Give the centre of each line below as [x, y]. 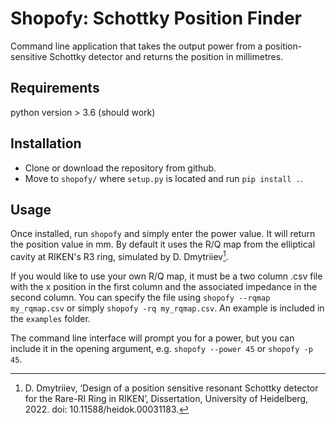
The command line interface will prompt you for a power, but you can [152, 338]
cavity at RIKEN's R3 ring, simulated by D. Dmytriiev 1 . [119, 256]
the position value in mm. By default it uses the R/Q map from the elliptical [163, 244]
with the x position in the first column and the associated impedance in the [164, 287]
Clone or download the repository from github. [120, 168]
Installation [46, 143]
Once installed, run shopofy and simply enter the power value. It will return [163, 234]
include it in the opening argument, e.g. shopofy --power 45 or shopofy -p [161, 349]
